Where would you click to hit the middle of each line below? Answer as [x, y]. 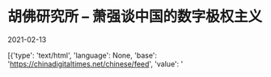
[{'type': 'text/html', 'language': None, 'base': [83, 55]
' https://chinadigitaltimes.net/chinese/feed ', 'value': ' [95, 64]
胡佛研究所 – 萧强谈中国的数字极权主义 [135, 17]
